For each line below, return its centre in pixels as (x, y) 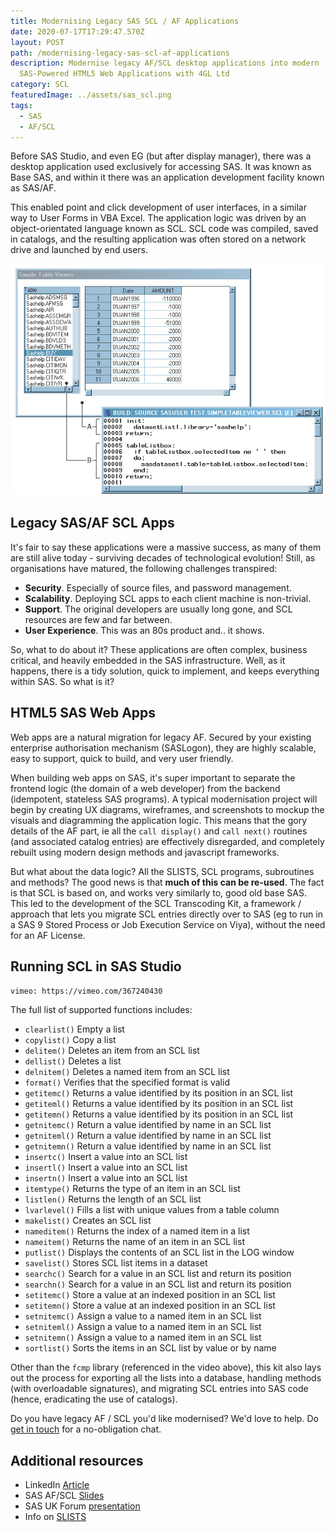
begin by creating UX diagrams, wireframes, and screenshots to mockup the (167, 809)
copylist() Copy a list (70, 1040)
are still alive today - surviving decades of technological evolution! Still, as (163, 557)
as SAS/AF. (33, 188)
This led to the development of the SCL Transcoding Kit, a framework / (156, 903)
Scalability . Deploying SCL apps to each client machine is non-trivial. (168, 598)
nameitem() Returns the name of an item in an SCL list (134, 1242)
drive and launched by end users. (79, 250)
